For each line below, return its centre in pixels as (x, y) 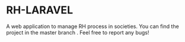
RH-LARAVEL (39, 10)
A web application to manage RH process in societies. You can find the (92, 26)
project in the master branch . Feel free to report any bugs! (78, 32)
